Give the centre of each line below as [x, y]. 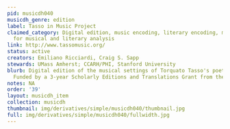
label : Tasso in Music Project [52, 26]
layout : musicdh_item [38, 96]
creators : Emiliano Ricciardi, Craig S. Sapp [73, 58]
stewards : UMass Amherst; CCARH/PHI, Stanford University [91, 64]
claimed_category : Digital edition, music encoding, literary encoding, [113, 32]
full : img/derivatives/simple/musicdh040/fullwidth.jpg [88, 115]
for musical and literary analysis [64, 39]
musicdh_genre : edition [41, 20]
